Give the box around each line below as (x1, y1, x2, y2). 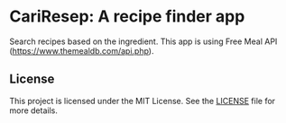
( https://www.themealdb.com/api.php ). (9, 45, 154, 56)
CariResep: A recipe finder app (9, 6, 245, 27)
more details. (9, 105, 59, 116)
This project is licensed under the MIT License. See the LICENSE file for (9, 95, 276, 106)
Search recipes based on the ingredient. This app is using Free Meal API (9, 36, 278, 47)
